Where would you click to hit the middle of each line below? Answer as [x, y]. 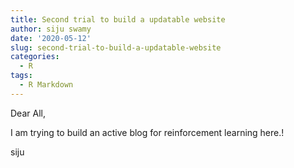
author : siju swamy [51, 29]
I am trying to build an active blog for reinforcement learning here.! [147, 132]
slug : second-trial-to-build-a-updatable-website [116, 47]
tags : [21, 76]
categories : [35, 57]
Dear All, [28, 113]
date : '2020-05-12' [51, 38]
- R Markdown [46, 85]
